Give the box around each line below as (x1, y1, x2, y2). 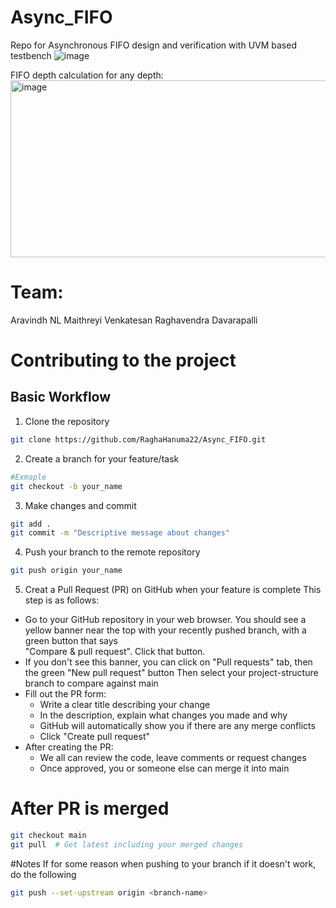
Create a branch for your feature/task (24, 452, 180, 465)
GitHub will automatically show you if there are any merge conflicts (39, 720, 316, 732)
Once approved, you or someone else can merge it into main (39, 762, 290, 775)
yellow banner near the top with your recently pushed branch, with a (24, 624, 307, 636)
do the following (10, 868, 77, 880)
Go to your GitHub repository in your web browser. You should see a (24, 614, 307, 626)
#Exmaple (10, 472, 47, 482)
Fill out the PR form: (24, 688, 107, 700)
